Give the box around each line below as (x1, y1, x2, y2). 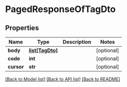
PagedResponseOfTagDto (5, 4, 116, 15)
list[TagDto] (29, 47, 58, 54)
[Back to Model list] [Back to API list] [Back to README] (5, 76, 120, 82)
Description (62, 39, 91, 45)
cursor (8, 63, 24, 70)
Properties (5, 24, 39, 32)
